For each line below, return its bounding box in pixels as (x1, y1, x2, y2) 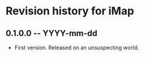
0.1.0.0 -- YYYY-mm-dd (5, 28, 98, 38)
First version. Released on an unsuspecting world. (14, 44, 140, 51)
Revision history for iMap (5, 4, 134, 18)
